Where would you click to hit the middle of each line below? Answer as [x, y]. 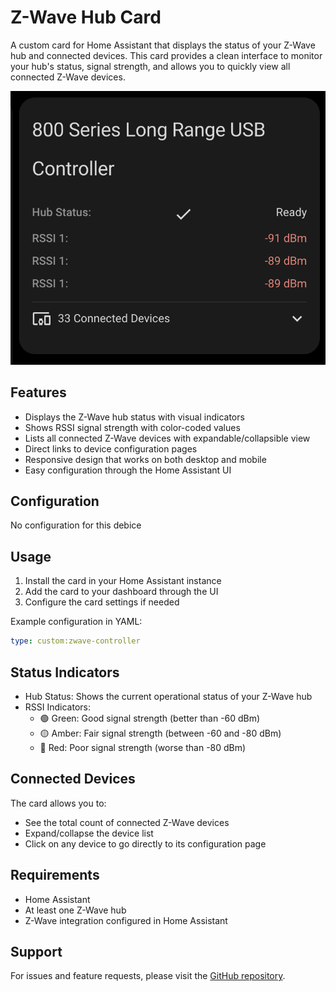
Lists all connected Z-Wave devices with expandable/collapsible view [167, 438]
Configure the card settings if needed [102, 602]
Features [38, 392]
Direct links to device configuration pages [111, 448]
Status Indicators [65, 672]
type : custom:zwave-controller [75, 641]
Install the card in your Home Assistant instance [123, 581]
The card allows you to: [58, 803]
